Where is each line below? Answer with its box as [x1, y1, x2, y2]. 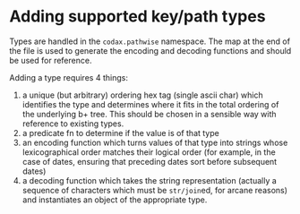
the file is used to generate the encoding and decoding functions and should [9, 45, 292, 56]
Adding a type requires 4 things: [9, 72, 128, 82]
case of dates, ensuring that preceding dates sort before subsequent [21, 156, 278, 167]
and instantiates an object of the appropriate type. [21, 194, 208, 205]
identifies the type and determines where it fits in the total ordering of [21, 98, 279, 109]
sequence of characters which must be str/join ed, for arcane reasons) [21, 184, 288, 195]
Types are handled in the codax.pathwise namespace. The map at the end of [9, 36, 291, 47]
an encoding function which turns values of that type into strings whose [21, 137, 288, 148]
